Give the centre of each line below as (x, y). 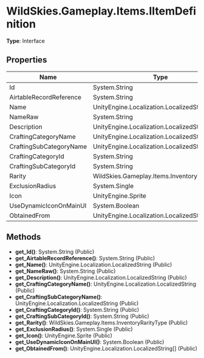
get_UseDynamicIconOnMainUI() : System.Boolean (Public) (90, 342)
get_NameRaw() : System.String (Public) (65, 271)
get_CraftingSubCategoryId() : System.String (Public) (82, 316)
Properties (27, 60)
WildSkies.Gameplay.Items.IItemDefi (101, 11)
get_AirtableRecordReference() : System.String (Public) (85, 258)
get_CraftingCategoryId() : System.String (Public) (77, 309)
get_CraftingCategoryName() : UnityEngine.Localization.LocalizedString (105, 284)
